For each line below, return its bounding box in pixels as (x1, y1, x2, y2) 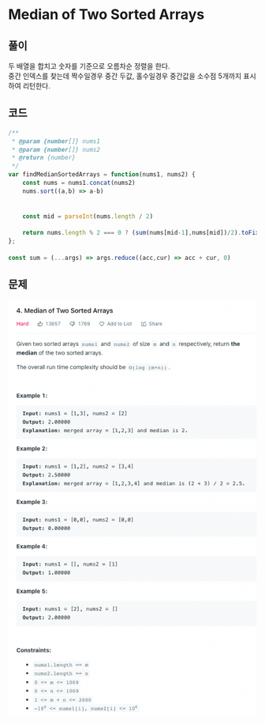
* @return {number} (11, 154, 77, 162)
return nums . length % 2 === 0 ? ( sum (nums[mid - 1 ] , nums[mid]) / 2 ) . (22, 229, 242, 237)
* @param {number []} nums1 (11, 137, 101, 145)
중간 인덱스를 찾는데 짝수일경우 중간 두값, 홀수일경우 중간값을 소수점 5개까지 (8, 71, 242, 81)
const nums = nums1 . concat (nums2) (22, 179, 136, 187)
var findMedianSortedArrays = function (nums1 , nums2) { (8, 171, 196, 179)
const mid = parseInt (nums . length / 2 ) (22, 212, 154, 220)
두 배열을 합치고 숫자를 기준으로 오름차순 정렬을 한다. (8, 62, 170, 70)
